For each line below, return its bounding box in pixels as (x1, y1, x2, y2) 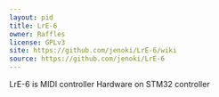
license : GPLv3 (9, 37, 66, 47)
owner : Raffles (9, 29, 66, 38)
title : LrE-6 (9, 21, 58, 30)
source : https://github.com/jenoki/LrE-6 (9, 54, 166, 63)
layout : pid (9, 12, 53, 22)
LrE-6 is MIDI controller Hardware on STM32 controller (9, 79, 211, 89)
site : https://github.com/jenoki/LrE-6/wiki (9, 46, 177, 55)
